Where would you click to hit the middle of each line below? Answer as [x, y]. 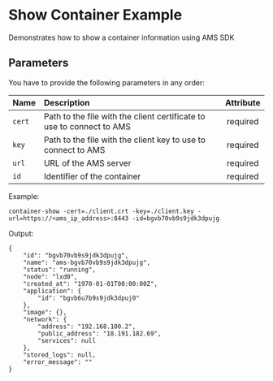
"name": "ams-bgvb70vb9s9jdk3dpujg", [87, 262]
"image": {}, [45, 312]
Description [67, 102]
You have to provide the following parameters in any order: [106, 82]
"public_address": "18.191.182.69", [100, 333]
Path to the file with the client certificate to [124, 116]
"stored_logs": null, [59, 355]
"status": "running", [59, 270]
